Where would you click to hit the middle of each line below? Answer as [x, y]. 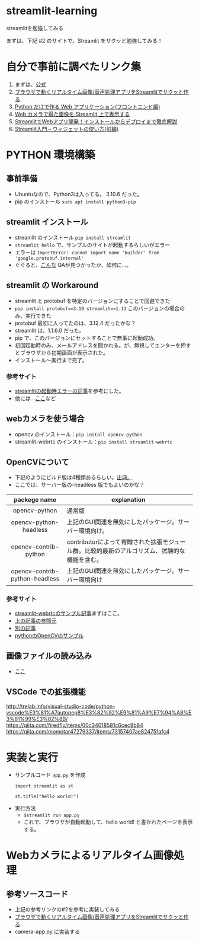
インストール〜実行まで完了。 [51, 360]
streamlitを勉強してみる [35, 28]
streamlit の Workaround [52, 286]
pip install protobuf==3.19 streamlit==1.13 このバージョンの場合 [97, 308]
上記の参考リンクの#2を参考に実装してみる [67, 910]
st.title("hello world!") [46, 797]
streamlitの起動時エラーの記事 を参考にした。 [69, 391]
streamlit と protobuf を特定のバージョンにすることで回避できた [92, 301]
